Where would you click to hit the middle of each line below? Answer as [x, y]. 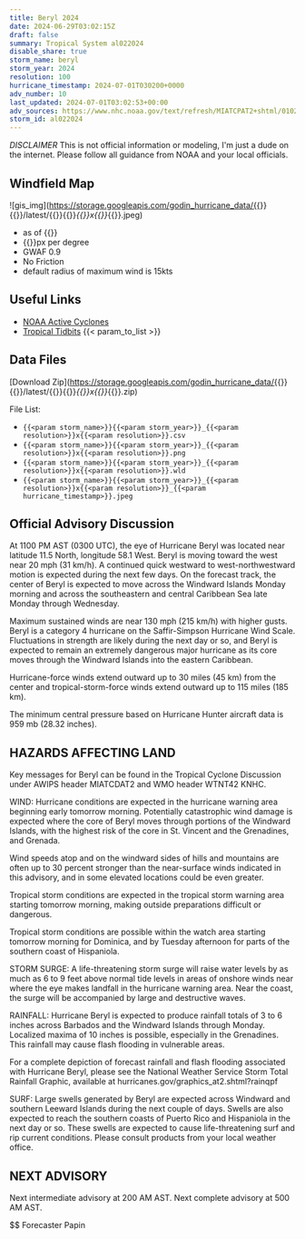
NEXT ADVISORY [59, 1176]
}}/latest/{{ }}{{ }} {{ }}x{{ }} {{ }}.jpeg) [79, 215]
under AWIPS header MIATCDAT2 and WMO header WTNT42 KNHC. [138, 784]
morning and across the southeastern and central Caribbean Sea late [138, 594]
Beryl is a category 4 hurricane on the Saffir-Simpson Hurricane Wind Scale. [152, 631]
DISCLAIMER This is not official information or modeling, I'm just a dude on [149, 145]
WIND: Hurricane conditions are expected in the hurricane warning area [144, 802]
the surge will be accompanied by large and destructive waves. [128, 998]
